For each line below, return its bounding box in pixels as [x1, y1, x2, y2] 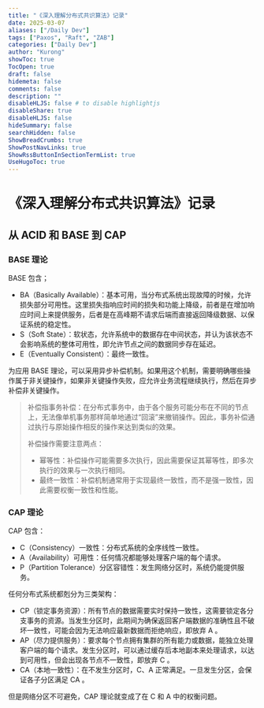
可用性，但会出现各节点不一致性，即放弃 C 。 [26, 655, 174, 665]
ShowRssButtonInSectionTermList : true [8, 151, 136, 158]
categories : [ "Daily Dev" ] [8, 41, 97, 49]
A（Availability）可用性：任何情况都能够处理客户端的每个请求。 [19, 553, 225, 562]
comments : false [8, 84, 61, 93]
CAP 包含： [8, 526, 46, 536]
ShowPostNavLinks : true [8, 143, 87, 151]
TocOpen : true [8, 63, 55, 71]
